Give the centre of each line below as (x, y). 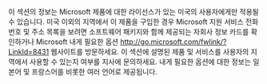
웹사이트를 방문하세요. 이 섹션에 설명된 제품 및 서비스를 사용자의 (150, 52)
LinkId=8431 (29, 52)
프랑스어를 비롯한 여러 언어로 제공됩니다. (95, 72)
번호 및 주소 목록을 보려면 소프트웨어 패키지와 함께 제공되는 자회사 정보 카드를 (129, 32)
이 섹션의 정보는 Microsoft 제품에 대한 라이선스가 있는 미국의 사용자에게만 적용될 (134, 12)
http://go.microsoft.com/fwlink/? (173, 42)
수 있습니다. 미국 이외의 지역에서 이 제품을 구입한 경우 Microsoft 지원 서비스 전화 (133, 22)
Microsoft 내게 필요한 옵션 (77, 42)
